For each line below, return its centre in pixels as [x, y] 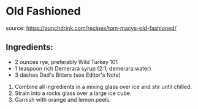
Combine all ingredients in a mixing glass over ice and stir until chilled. [103, 86]
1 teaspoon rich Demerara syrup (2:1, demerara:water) [83, 68]
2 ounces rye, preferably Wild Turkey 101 [66, 62]
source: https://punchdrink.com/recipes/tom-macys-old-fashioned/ [91, 28]
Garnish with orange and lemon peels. [63, 99]
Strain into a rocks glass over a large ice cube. [73, 93]
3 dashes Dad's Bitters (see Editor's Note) [67, 75]
